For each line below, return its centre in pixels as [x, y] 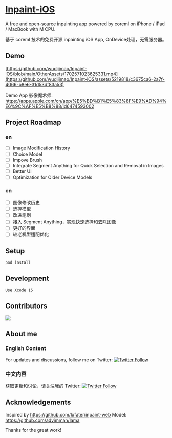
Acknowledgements [38, 402]
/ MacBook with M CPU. [30, 29]
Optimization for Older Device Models [52, 177]
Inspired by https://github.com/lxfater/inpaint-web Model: [66, 414]
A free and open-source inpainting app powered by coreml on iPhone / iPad [85, 24]
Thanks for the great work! [33, 430]
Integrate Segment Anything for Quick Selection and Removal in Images [88, 165]
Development [27, 278]
